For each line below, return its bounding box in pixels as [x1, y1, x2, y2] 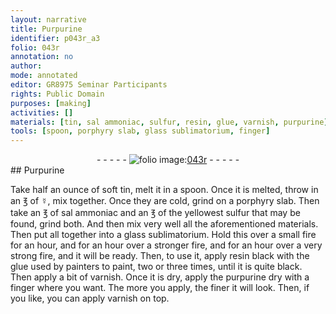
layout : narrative [10, 14, 87, 25]
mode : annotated [10, 71, 78, 81]
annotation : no [10, 52, 74, 62]
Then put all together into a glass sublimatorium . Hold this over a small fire [10, 229, 317, 241]
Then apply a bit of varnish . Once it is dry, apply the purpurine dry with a [10, 271, 310, 283]
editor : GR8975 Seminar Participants [10, 80, 168, 90]
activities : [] [10, 107, 74, 118]
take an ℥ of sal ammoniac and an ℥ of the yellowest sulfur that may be [10, 207, 301, 219]
